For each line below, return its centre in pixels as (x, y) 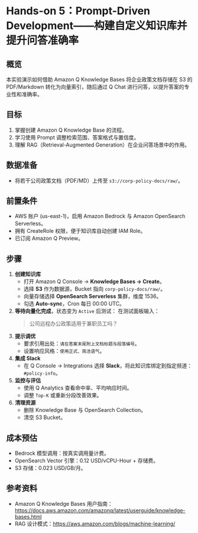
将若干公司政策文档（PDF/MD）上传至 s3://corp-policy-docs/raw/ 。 (99, 180)
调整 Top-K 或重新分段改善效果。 (63, 395)
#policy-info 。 (42, 373)
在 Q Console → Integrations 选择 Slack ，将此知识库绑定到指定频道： (108, 366)
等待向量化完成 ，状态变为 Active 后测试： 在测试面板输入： (87, 311)
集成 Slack (27, 358)
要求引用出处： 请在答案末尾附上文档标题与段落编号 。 (82, 344)
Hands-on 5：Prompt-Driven (78, 11)
